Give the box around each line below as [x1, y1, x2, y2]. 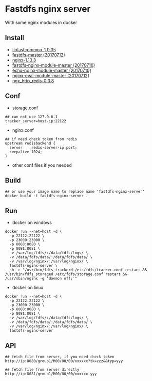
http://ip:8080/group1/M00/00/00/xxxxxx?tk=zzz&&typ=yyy [5, 359, 123, 363]
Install [5, 34, 24, 42]
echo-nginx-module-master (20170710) [12, 67, 92, 73]
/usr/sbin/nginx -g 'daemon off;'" [5, 276, 77, 281]
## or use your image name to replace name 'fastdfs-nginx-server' [5, 189, 145, 194]
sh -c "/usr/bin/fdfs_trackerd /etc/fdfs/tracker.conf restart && [9, 267, 147, 273]
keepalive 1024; [9, 149, 42, 154]
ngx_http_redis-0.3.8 [12, 78, 54, 83]
